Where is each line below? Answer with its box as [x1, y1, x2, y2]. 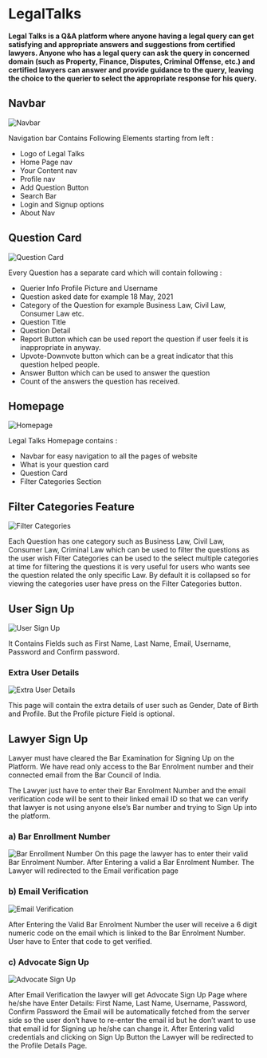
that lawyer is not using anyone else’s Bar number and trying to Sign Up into [8, 803, 257, 812]
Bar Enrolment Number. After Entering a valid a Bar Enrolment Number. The [8, 858, 255, 867]
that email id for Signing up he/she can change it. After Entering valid [8, 1024, 235, 1033]
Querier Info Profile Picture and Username [19, 283, 158, 293]
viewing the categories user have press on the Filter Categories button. [8, 579, 241, 588]
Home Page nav [19, 157, 73, 167]
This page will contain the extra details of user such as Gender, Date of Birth [8, 701, 259, 710]
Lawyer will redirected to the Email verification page [8, 866, 179, 875]
